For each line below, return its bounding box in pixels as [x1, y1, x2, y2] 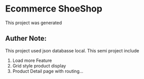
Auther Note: [5, 34, 47, 43]
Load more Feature [12, 57, 52, 63]
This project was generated [5, 20, 62, 26]
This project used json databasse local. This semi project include [5, 47, 139, 53]
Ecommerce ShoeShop [5, 3, 103, 15]
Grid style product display [12, 62, 66, 68]
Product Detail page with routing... [12, 68, 84, 74]
